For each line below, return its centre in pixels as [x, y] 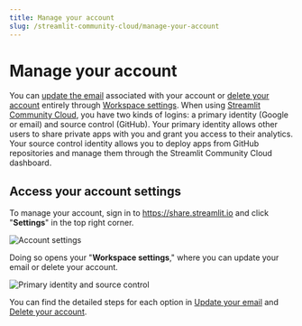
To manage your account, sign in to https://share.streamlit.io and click [139, 213]
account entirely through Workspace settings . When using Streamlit [135, 106]
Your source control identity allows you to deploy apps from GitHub [134, 144]
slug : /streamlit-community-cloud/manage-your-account [114, 26]
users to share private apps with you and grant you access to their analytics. [151, 134]
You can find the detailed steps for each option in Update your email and [144, 303]
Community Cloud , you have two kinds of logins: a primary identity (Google [149, 115]
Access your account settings [96, 191]
